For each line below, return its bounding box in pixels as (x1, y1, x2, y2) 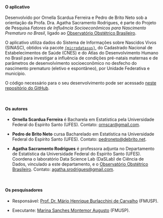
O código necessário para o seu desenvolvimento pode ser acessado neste (5, 80, 157, 86)
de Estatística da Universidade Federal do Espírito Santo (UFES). (12, 151, 141, 157)
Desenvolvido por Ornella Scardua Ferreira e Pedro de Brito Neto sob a (5, 15, 147, 20)
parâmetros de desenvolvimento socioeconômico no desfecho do (5, 60, 137, 66)
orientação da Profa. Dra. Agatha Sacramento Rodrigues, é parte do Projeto (5, 20, 157, 26)
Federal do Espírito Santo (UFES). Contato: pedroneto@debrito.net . (12, 136, 147, 142)
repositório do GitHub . (5, 85, 50, 91)
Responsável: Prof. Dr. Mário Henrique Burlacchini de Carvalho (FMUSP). (12, 198, 159, 204)
